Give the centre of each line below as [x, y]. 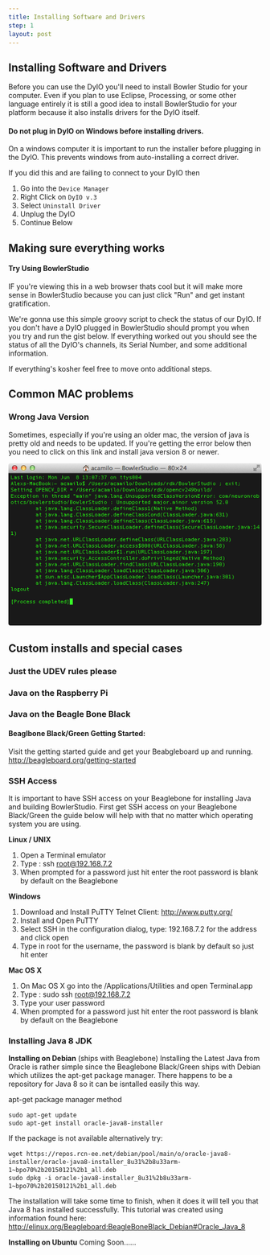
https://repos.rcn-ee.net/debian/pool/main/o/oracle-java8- [129, 1154]
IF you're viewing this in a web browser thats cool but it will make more [126, 286]
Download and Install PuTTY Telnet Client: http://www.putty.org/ [126, 911]
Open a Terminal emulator [63, 855]
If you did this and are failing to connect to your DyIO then [104, 173]
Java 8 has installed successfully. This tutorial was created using [116, 1210]
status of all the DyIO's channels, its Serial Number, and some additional [128, 344]
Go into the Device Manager [65, 188]
